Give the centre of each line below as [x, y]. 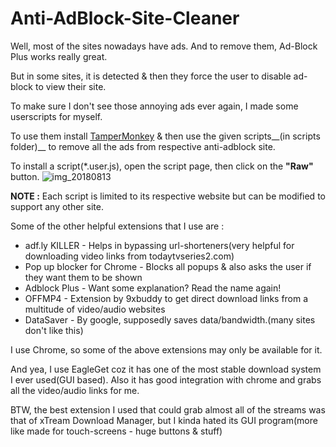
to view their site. [70, 86]
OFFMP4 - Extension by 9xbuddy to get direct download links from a [166, 298]
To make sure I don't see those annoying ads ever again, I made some [154, 106]
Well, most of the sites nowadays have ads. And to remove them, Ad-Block [164, 46]
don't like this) [54, 330]
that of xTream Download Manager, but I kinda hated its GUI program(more [164, 420]
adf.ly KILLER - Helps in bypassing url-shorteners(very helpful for [159, 245]
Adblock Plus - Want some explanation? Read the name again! [153, 288]
